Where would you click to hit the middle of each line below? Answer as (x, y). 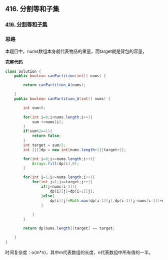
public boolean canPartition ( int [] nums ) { (60, 76)
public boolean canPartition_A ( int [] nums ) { (62, 99)
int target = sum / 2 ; (44, 145)
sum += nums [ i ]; (48, 122)
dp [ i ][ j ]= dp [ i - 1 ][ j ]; (72, 191)
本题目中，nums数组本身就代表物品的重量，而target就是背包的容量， (76, 51)
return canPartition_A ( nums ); (54, 85)
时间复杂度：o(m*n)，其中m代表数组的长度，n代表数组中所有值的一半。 (79, 252)
